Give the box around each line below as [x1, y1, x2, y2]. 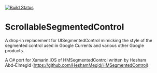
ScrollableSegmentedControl [5, 22, 124, 32]
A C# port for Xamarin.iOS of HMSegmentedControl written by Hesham [5, 57, 146, 63]
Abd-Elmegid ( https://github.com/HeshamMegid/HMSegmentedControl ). [5, 62, 150, 68]
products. [5, 47, 24, 53]
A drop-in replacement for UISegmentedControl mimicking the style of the [5, 37, 153, 43]
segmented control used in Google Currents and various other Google [5, 43, 144, 48]
